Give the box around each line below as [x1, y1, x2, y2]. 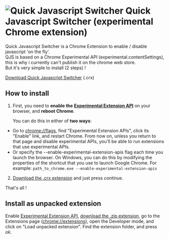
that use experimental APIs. [12, 144, 70, 150]
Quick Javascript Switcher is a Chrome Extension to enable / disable [5, 43, 147, 49]
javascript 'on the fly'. [5, 49, 50, 55]
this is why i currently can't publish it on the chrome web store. [5, 59, 136, 65]
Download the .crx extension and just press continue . [12, 175, 124, 181]
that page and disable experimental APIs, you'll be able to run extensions [12, 138, 164, 144]
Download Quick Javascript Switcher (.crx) [5, 74, 95, 80]
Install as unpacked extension [5, 200, 101, 208]
